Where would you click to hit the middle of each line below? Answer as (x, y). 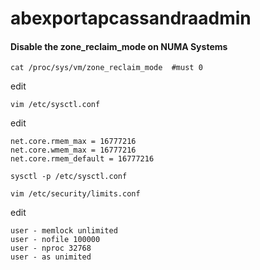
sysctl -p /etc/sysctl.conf (69, 177)
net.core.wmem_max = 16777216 (73, 150)
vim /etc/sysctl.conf (55, 105)
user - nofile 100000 (55, 240)
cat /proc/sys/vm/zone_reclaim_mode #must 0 (106, 68)
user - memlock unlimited (64, 231)
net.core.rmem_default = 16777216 (82, 159)
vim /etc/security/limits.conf (75, 194)
